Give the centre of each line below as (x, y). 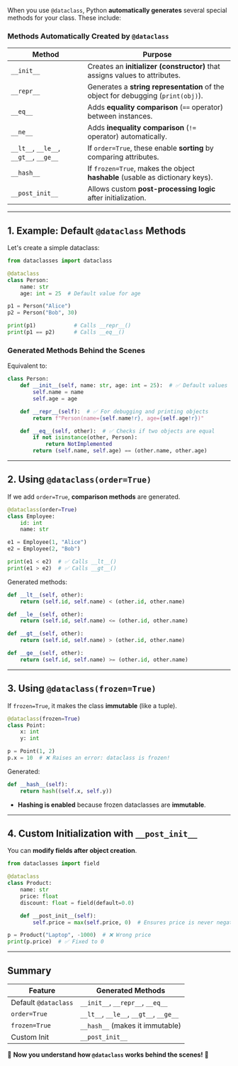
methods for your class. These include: (64, 18)
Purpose (157, 55)
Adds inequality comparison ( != (142, 128)
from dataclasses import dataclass (60, 261)
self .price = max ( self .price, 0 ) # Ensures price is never (123, 923)
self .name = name (58, 392)
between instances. (120, 116)
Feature (42, 991)
